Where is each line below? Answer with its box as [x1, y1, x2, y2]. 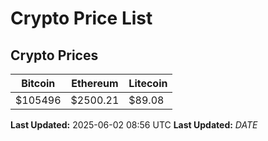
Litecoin [128, 77, 168, 90]
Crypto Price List [10, 7, 153, 30]
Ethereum [71, 77, 119, 90]
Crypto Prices [10, 47, 99, 64]
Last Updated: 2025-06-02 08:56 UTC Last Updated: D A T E [10, 119, 258, 131]
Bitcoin [21, 77, 56, 90]
